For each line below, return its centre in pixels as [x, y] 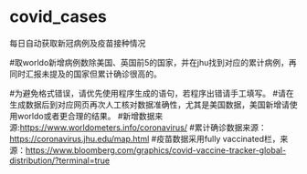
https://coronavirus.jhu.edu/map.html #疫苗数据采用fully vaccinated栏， [145, 138]
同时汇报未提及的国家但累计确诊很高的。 [85, 74]
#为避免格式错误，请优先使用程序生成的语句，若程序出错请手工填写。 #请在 [152, 93]
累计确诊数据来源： [230, 127]
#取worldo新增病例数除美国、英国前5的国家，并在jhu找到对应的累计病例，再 [153, 62]
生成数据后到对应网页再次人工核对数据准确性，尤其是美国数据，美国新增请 [149, 104]
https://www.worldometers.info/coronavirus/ [103, 127]
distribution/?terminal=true [60, 160]
